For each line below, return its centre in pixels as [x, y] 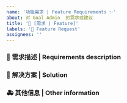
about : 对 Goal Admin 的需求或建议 [50, 18]
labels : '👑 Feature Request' [43, 29]
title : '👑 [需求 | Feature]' [42, 23]
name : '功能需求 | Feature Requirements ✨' [61, 12]
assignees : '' [24, 35]
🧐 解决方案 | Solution [37, 75]
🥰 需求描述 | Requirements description [64, 57]
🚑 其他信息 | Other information [53, 93]
